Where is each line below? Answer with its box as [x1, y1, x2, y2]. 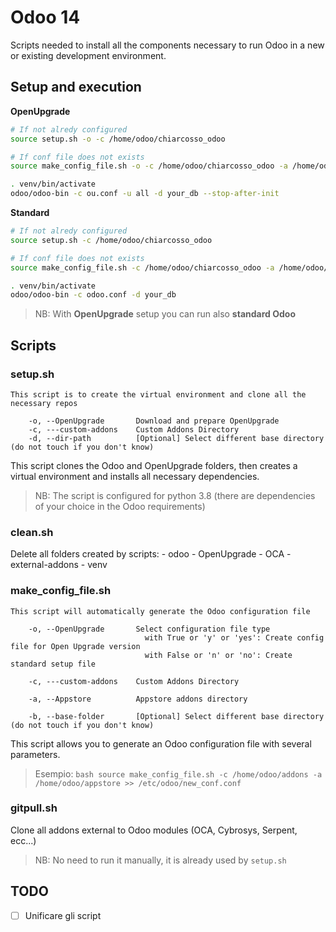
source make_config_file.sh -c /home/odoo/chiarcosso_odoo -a [10, 262, 275, 273]
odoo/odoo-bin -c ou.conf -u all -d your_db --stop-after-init [10, 189, 280, 199]
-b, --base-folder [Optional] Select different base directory [28, 711, 325, 721]
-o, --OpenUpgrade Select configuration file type [28, 624, 271, 634]
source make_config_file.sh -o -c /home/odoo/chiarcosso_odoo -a [10, 161, 288, 171]
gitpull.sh [10, 801, 58, 815]
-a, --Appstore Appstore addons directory [28, 694, 248, 704]
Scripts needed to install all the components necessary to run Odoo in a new [10, 39, 325, 51]
